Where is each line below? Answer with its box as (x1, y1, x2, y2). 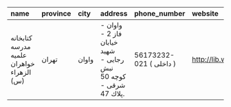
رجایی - (100, 55, 124, 64)
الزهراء (10, 68, 32, 77)
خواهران (10, 59, 36, 68)
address (100, 9, 128, 18)
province (41, 9, 71, 18)
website (191, 9, 219, 18)
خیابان (100, 38, 118, 47)
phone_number (133, 9, 186, 18)
